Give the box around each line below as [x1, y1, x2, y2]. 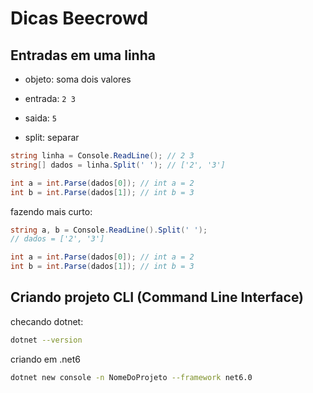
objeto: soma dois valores [24, 73, 132, 85]
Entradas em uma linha [10, 47, 156, 64]
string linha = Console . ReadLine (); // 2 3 [10, 151, 195, 161]
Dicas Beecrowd [10, 7, 149, 30]
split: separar [24, 132, 80, 143]
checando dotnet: [10, 315, 84, 327]
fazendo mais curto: [10, 205, 93, 217]
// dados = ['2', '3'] [10, 234, 105, 244]
